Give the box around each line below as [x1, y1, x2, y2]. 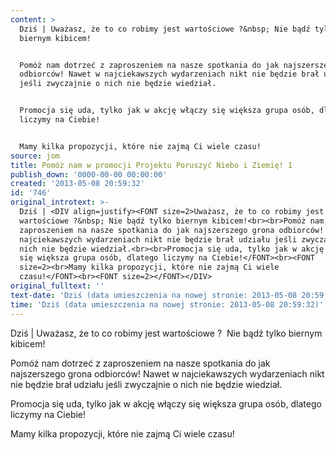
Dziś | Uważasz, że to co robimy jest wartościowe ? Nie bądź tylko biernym [10, 327, 323, 339]
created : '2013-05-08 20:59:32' [10, 179, 145, 189]
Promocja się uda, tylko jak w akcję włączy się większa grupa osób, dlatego [10, 397, 322, 410]
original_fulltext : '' [10, 281, 105, 291]
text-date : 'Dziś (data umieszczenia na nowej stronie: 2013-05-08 [10, 290, 298, 300]
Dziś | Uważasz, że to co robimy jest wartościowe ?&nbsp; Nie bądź [19, 24, 311, 34]
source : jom [10, 151, 60, 161]
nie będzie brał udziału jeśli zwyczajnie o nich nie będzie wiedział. [10, 378, 283, 390]
